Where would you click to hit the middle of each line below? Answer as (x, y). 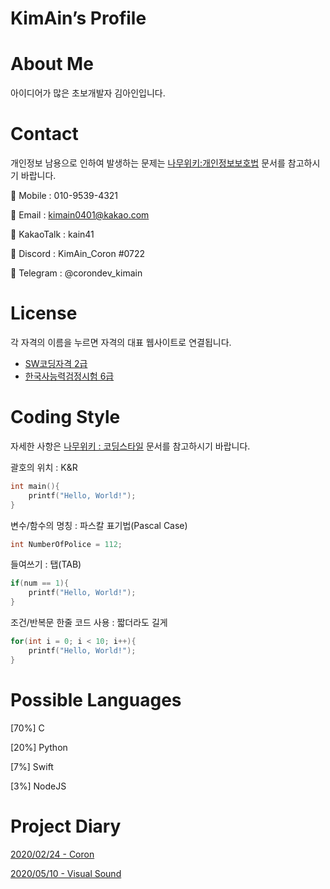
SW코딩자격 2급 (56, 363)
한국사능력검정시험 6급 (69, 376)
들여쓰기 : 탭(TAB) (46, 564)
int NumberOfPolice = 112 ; (66, 544)
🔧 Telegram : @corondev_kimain (76, 273)
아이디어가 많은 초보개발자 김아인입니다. (88, 93)
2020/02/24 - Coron (52, 854)
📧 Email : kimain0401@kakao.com (80, 215)
